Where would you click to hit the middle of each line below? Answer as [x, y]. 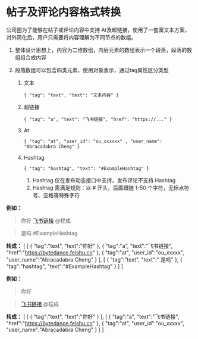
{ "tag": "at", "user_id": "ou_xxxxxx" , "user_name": [93, 141]
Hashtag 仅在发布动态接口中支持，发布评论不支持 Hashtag [104, 180]
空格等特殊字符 [62, 195]
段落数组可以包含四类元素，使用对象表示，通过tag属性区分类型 [92, 70]
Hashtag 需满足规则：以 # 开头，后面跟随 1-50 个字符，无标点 [108, 188]
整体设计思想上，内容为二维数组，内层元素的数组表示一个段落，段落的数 [103, 50]
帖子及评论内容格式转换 [64, 12]
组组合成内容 [30, 57]
